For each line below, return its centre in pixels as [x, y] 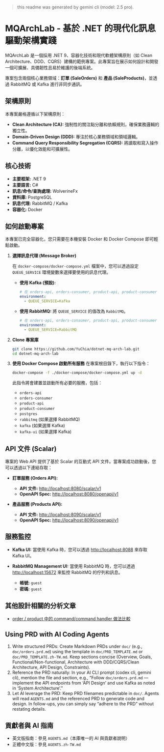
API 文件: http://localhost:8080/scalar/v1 [60, 489]
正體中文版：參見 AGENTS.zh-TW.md [47, 745]
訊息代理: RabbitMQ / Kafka [40, 203]
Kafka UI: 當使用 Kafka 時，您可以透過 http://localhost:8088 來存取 [80, 550]
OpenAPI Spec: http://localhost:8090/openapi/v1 [69, 520]
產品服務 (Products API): [37, 504]
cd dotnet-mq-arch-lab [35, 353]
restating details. [29, 709]
